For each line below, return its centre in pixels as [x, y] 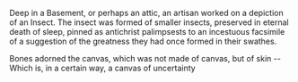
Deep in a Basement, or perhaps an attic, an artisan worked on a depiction [147, 13]
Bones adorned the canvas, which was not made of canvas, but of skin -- [145, 58]
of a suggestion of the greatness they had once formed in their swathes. [143, 41]
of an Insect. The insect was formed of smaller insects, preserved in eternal [149, 22]
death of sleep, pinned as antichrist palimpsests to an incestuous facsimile [147, 32]
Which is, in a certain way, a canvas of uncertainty [102, 68]
